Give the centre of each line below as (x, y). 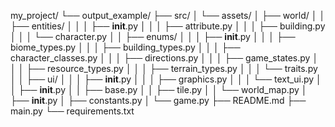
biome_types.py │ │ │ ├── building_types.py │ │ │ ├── (125, 47)
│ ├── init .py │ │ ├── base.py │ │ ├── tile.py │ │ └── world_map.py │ (159, 89)
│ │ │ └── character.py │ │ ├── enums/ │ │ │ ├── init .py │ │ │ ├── (153, 36)
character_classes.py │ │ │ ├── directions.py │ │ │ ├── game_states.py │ (164, 58)
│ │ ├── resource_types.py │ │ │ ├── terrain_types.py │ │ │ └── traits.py (164, 68)
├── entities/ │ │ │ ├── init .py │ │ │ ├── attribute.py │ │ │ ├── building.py (168, 26)
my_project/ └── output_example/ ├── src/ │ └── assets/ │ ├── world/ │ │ (168, 15)
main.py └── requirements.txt (72, 111)
